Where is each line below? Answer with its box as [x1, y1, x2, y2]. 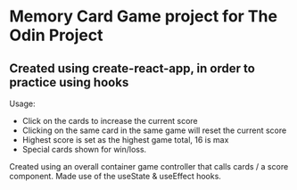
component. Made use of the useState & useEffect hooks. [9, 171, 221, 181]
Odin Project [9, 25, 103, 45]
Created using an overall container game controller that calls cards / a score [9, 161, 289, 171]
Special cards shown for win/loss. [21, 145, 147, 154]
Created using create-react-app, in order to [9, 61, 256, 76]
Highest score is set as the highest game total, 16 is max [21, 135, 229, 145]
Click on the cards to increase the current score [21, 116, 198, 126]
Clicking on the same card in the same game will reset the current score [21, 125, 287, 136]
